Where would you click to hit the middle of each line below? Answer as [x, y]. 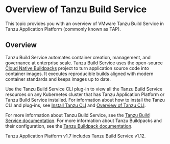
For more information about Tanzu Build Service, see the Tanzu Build [78, 115]
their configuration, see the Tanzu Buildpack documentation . [69, 126]
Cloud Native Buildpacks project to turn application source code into [77, 68]
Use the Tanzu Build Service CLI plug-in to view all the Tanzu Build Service [84, 89]
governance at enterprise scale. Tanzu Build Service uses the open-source [84, 63]
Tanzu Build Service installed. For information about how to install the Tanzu [85, 100]
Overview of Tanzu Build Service [76, 9]
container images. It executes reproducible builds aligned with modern [79, 74]
